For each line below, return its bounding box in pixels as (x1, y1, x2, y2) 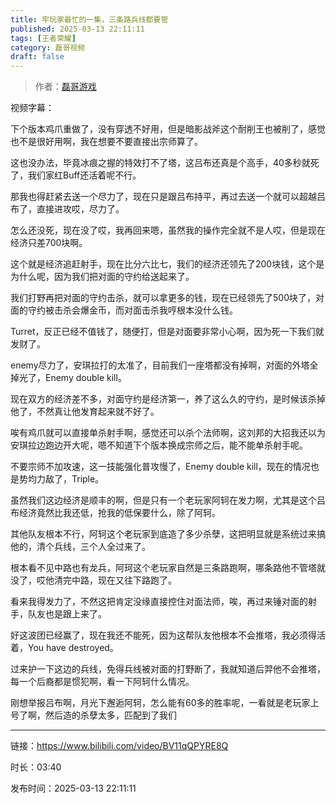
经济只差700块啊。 (10, 237, 88, 249)
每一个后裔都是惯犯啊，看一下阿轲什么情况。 (10, 676, 195, 688)
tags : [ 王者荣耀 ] (10, 33, 77, 43)
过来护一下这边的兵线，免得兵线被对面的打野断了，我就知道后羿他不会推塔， (10, 663, 326, 675)
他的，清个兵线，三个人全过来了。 (10, 541, 151, 553)
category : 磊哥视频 (10, 42, 86, 53)
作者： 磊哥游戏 (34, 81, 97, 93)
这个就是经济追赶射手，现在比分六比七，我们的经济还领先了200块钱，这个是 (10, 258, 325, 270)
